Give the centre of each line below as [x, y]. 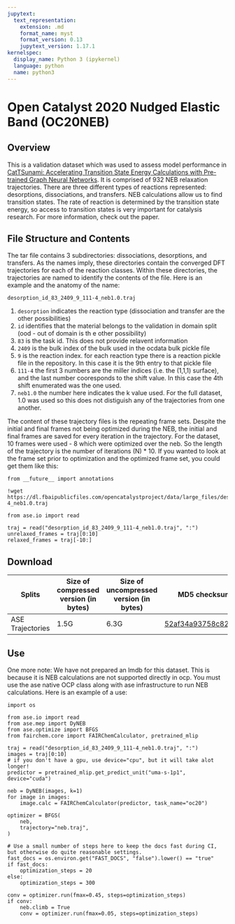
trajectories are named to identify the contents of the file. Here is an [105, 278]
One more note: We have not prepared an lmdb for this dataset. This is [108, 670]
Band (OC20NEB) [58, 122]
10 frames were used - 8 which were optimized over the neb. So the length [115, 444]
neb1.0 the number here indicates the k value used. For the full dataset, [120, 393]
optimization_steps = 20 [56, 870]
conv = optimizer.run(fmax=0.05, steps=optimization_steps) [109, 913]
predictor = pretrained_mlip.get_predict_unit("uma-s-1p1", [97, 772]
